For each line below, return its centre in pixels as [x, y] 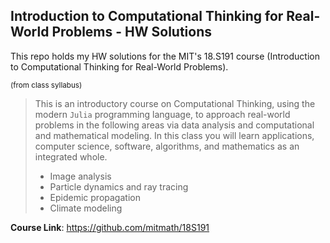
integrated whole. [71, 156]
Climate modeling [86, 208]
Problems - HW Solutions [132, 32]
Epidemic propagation [95, 197]
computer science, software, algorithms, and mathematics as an [167, 146]
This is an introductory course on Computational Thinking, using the [175, 103]
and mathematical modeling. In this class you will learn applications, [174, 135]
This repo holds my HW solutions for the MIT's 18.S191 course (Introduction [165, 56]
